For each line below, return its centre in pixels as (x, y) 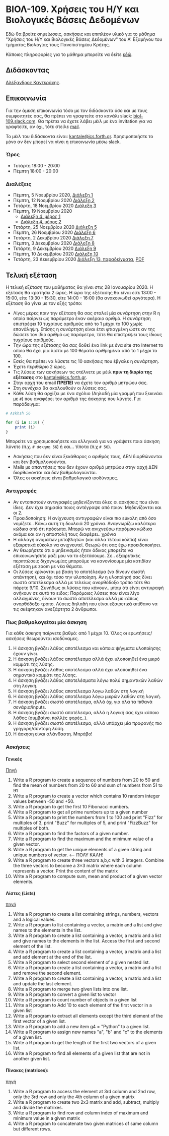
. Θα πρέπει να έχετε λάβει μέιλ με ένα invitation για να (94, 121)
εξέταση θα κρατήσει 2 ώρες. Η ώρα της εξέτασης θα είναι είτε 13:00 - (81, 292)
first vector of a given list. (39, 1021)
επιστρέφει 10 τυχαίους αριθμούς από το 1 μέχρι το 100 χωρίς (78, 324)
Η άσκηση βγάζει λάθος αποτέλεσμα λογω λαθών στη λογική (78, 691)
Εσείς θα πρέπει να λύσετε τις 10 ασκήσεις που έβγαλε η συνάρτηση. (86, 361)
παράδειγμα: (26, 404)
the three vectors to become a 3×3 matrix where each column (77, 866)
